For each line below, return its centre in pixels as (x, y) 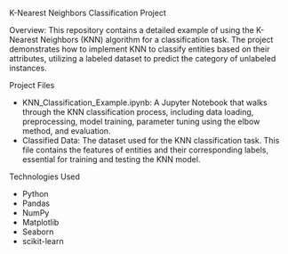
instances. (28, 68)
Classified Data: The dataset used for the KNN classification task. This (151, 140)
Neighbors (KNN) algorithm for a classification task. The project (156, 40)
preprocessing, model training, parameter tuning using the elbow (141, 121)
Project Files (32, 85)
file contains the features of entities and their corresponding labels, (145, 150)
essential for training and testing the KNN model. (111, 159)
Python (35, 194)
